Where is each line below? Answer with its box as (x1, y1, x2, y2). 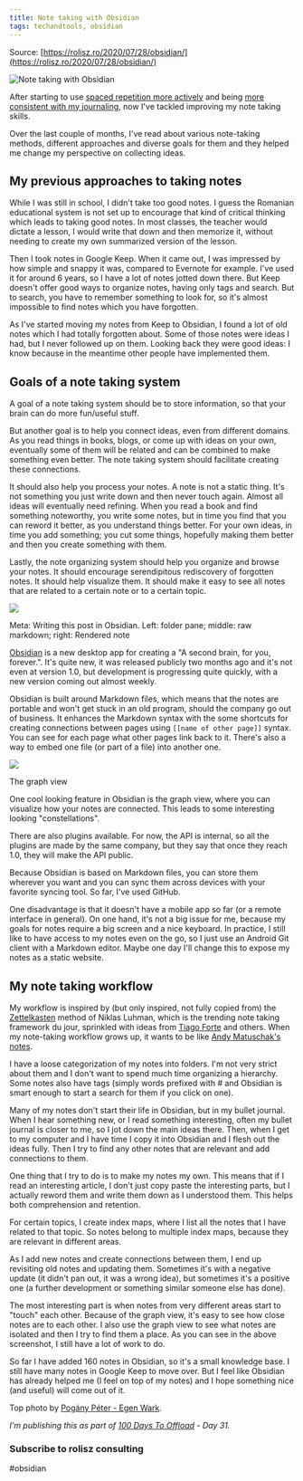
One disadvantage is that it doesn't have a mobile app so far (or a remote (9, 904, 282, 915)
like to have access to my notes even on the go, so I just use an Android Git (9, 933, 289, 944)
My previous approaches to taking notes (9, 173, 242, 188)
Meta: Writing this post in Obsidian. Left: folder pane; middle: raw (9, 620, 252, 631)
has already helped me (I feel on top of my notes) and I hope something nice (9, 1375, 294, 1386)
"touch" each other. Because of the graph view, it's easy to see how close (9, 1309, 285, 1320)
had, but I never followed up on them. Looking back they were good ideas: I (9, 339, 291, 349)
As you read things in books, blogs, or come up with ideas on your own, (9, 435, 277, 446)
